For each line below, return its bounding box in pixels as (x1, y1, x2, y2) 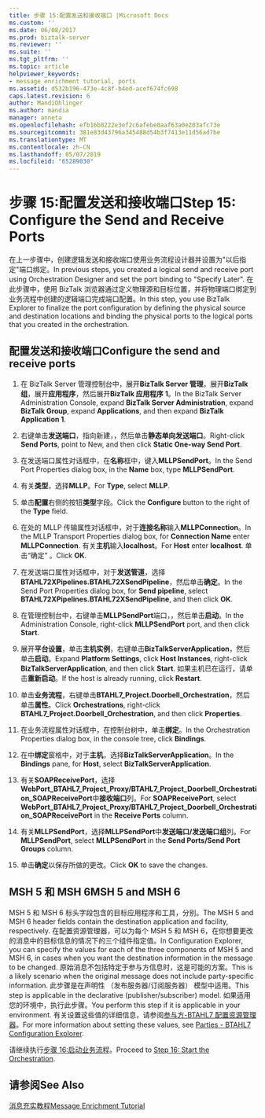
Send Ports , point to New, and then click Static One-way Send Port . (20, 439, 242, 449)
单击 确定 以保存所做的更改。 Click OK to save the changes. (20, 860, 208, 870)
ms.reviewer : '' (9, 41, 62, 49)
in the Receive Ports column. (94, 811, 189, 820)
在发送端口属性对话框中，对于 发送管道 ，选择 (20, 567, 166, 576)
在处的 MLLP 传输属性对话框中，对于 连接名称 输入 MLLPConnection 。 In (20, 522, 252, 531)
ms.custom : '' (9, 19, 56, 27)
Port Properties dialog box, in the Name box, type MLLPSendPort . (20, 465, 235, 474)
